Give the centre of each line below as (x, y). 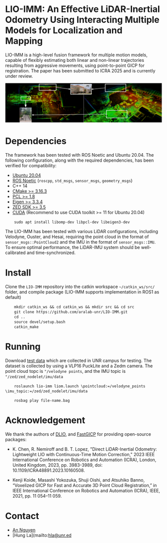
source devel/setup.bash (40, 322)
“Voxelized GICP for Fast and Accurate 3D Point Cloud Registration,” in (84, 485)
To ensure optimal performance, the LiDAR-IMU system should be (73, 247)
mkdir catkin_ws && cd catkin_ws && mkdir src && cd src (74, 307)
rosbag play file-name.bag (42, 400)
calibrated (15, 253)
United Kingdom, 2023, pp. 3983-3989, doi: (57, 465)
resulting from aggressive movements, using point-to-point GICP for (75, 65)
